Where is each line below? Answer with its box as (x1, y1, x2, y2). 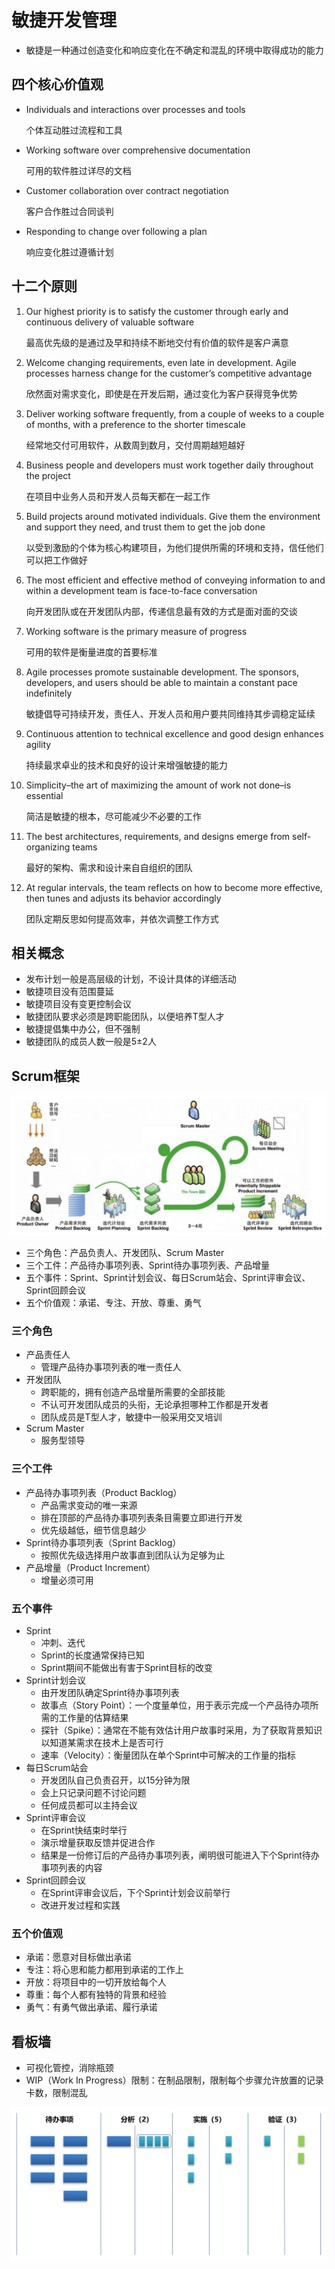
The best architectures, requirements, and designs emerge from (25, 830, 291, 842)
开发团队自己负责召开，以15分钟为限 (40, 1774, 191, 1786)
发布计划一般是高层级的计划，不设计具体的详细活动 (25, 973, 237, 985)
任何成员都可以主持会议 (40, 1799, 138, 1811)
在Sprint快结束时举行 (40, 1824, 128, 1836)
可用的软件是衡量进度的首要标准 (25, 646, 158, 658)
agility (25, 738, 52, 750)
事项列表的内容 (40, 1862, 103, 1874)
